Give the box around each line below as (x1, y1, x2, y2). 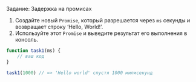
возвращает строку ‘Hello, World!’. (15, 24, 103, 30)
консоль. (15, 36, 39, 43)
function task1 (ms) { (6, 48, 61, 54)
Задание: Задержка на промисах (6, 5, 92, 12)
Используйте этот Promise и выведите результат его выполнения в (15, 30, 188, 37)
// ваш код (17, 53, 45, 59)
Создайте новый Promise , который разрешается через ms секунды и (15, 17, 191, 24)
